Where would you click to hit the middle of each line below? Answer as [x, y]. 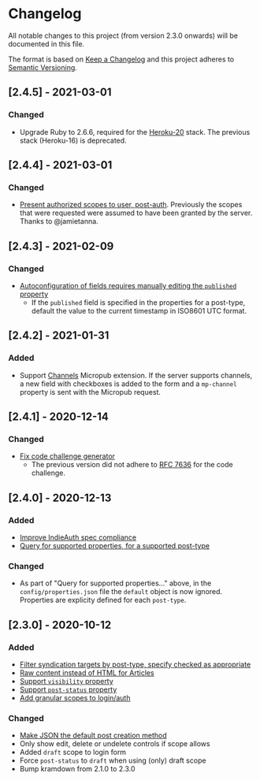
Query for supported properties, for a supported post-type [115, 546]
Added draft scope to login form [73, 752]
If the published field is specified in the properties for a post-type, [138, 303]
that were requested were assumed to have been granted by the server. [136, 213]
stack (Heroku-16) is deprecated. [73, 140]
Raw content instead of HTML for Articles [87, 673]
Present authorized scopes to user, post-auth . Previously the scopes [131, 205]
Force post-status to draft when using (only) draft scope [113, 760]
